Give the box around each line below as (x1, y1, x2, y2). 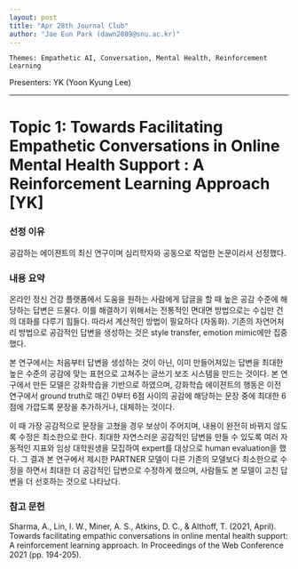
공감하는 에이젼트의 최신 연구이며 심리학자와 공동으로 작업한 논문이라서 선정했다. (9, 247, 286, 258)
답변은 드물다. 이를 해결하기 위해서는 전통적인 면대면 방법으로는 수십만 (32, 305, 275, 316)
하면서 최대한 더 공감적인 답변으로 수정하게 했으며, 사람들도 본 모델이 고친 (25, 465, 279, 476)
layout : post (9, 12, 58, 22)
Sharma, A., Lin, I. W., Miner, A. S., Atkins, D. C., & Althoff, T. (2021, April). (9, 521, 277, 532)
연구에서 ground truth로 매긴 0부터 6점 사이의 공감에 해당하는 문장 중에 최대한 (9, 390, 279, 401)
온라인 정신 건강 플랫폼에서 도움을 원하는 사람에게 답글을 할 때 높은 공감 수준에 (9, 294, 279, 305)
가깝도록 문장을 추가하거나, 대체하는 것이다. (25, 402, 176, 413)
